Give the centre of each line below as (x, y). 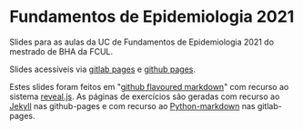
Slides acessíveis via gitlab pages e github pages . (103, 69)
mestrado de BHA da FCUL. (61, 51)
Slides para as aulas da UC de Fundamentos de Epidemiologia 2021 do (142, 42)
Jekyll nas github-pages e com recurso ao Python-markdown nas (132, 105)
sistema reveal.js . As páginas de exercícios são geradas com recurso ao (145, 96)
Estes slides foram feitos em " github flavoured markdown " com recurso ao (149, 86)
